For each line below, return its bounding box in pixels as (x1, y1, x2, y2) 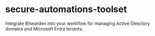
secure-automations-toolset (5, 4, 127, 15)
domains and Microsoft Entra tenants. (5, 25, 83, 31)
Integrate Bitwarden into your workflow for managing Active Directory (5, 20, 150, 26)
